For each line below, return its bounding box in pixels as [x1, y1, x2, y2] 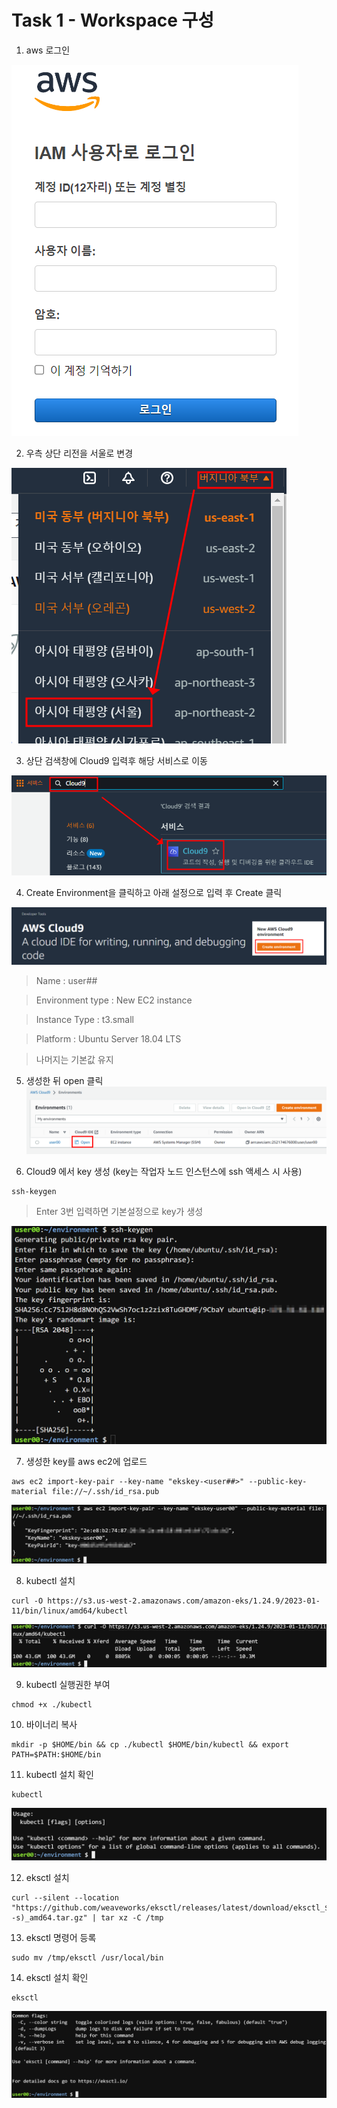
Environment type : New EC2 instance [35, 994, 193, 1006]
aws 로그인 [25, 44, 71, 56]
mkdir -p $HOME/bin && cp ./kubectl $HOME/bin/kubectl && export [11, 1739, 289, 1750]
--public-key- [248, 1476, 308, 1486]
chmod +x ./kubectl [11, 1699, 93, 1710]
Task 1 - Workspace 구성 [11, 9, 214, 32]
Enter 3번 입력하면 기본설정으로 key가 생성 [35, 1206, 204, 1218]
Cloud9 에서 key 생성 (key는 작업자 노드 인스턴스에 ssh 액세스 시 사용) [25, 1166, 303, 1178]
